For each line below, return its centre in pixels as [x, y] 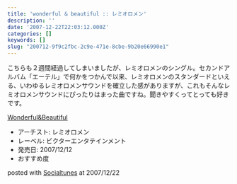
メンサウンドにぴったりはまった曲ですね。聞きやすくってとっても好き [127, 94]
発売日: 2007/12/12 [45, 150]
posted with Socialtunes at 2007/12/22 [64, 173]
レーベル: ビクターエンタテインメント [72, 141]
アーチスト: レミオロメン [53, 132]
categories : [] [30, 34]
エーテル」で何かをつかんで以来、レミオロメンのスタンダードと [125, 76]
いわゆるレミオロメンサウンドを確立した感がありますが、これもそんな [122, 85]
